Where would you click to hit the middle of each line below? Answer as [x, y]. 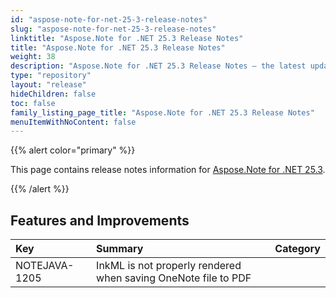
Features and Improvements [100, 220]
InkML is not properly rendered [169, 266]
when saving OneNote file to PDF [174, 278]
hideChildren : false [53, 94]
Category [297, 249]
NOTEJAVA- [45, 266]
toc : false [33, 103]
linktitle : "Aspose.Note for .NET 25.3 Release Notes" [127, 38]
